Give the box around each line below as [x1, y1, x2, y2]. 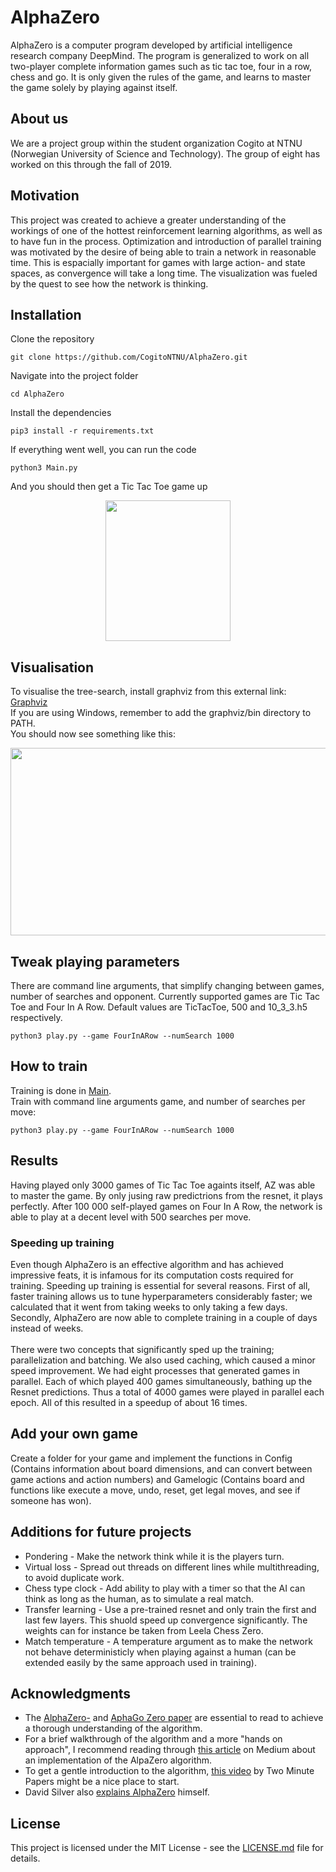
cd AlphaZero [10, 389, 65, 400]
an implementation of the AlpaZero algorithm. [24, 1754, 213, 1766]
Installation [10, 306, 82, 323]
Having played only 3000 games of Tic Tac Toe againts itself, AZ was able [10, 1179, 316, 1191]
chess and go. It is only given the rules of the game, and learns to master [10, 71, 311, 83]
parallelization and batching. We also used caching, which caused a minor [10, 1354, 316, 1366]
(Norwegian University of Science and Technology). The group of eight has [10, 147, 321, 160]
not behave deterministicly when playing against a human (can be [24, 1646, 297, 1658]
